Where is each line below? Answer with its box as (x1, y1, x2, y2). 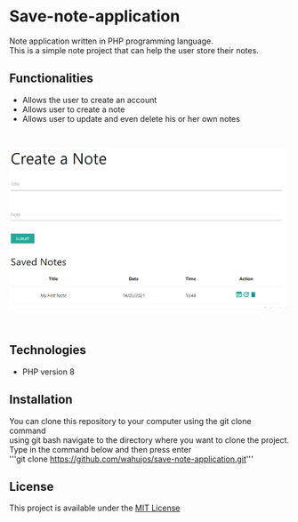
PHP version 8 (21, 366, 76, 377)
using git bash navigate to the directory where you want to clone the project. (9, 434, 290, 446)
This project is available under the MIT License (9, 502, 181, 513)
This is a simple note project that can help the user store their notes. (9, 44, 260, 55)
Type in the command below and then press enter (9, 444, 192, 454)
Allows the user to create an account (21, 94, 157, 105)
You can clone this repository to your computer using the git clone (9, 415, 252, 426)
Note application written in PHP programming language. (9, 36, 213, 46)
